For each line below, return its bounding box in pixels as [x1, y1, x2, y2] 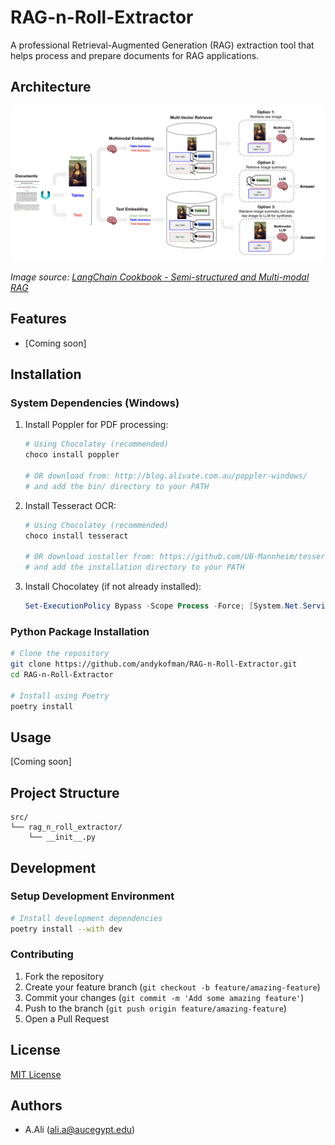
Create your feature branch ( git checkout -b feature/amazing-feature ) [24, 981, 321, 993]
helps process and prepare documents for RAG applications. [10, 49, 260, 61]
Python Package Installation [10, 624, 150, 638]
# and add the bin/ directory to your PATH [24, 481, 210, 491]
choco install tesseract [24, 531, 129, 541]
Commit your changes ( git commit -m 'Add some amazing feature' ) [24, 991, 305, 1003]
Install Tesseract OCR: [24, 499, 117, 511]
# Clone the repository [10, 649, 110, 659]
